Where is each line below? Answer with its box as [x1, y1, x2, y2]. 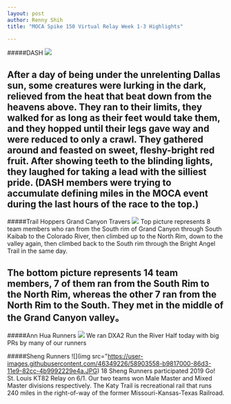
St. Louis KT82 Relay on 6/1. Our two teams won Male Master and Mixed [7, 374, 212, 382]
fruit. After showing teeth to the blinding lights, [7, 155, 213, 166]
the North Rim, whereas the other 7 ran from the [7, 288, 217, 300]
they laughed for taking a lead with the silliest [7, 166, 207, 177]
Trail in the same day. [7, 247, 68, 256]
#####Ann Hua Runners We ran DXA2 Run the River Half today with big [7, 331, 219, 339]
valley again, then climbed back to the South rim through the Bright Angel [7, 240, 216, 248]
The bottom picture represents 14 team [7, 267, 178, 278]
